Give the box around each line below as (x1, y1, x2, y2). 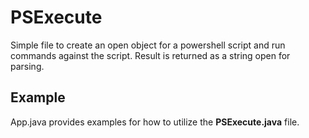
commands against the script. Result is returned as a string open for (10, 49, 291, 61)
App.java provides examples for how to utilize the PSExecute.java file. (10, 116, 300, 128)
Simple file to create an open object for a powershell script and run (10, 39, 286, 51)
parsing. (10, 60, 45, 72)
